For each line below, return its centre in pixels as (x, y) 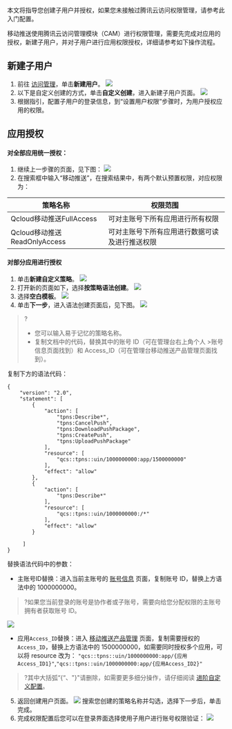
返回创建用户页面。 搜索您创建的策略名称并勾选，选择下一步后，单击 (119, 701)
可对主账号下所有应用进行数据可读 (163, 232)
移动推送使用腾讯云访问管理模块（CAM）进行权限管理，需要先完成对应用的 (114, 34)
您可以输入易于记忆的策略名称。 (80, 333)
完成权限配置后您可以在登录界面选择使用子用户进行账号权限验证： (111, 718)
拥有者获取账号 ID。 (52, 610)
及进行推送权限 (132, 242)
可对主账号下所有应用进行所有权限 (163, 219)
